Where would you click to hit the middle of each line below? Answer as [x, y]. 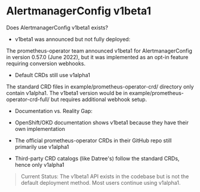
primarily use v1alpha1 [42, 147]
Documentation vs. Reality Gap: [53, 111]
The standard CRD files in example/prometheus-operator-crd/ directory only [100, 86]
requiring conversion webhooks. [46, 63]
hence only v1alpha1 [39, 164]
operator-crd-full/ [28, 99]
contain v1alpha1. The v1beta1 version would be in [67, 93]
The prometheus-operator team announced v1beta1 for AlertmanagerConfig [99, 51]
